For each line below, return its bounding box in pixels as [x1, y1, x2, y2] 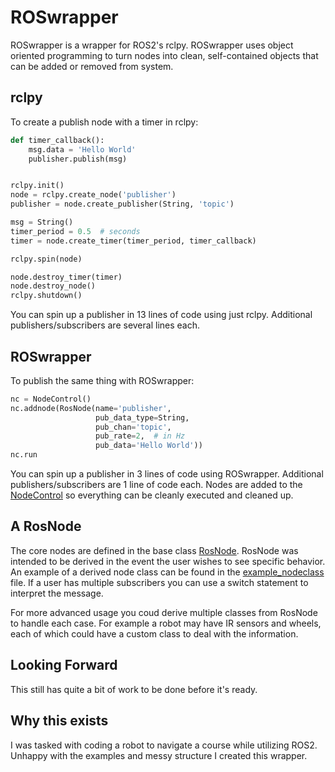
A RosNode [10, 518, 82, 535]
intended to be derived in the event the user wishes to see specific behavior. [10, 555, 326, 567]
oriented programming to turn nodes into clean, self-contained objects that [10, 49, 319, 61]
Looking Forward [10, 657, 118, 674]
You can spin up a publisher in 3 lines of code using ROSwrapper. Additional [10, 468, 324, 480]
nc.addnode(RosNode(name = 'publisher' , [10, 403, 172, 413]
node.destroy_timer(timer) [10, 272, 123, 282]
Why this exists [10, 712, 109, 730]
